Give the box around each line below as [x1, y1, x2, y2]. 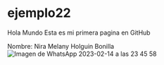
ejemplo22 [7, 5, 72, 21]
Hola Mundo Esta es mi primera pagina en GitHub [7, 28, 151, 37]
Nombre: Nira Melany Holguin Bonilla [7, 42, 115, 50]
